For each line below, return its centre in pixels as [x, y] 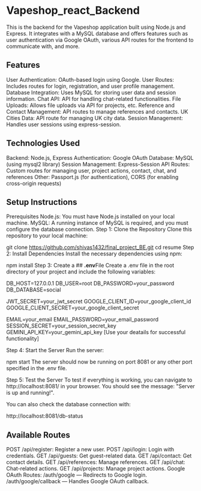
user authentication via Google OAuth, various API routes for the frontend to [100, 40]
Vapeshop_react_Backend [73, 11]
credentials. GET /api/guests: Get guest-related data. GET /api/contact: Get [99, 456]
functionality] [22, 339]
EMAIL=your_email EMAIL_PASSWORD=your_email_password [82, 320]
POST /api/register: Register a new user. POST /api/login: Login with [90, 450]
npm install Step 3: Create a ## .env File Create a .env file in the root [90, 266]
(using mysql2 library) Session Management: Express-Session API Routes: [98, 164]
